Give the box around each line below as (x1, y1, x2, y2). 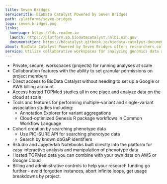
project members (12, 73, 48, 79)
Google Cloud (12, 157, 41, 163)
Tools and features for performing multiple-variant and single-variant (12, 99, 154, 105)
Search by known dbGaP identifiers (19, 136, 92, 142)
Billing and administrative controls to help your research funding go (12, 162, 150, 169)
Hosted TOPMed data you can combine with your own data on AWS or (12, 152, 157, 158)
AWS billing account (12, 83, 54, 89)
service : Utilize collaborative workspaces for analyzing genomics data (5, 49, 159, 54)
